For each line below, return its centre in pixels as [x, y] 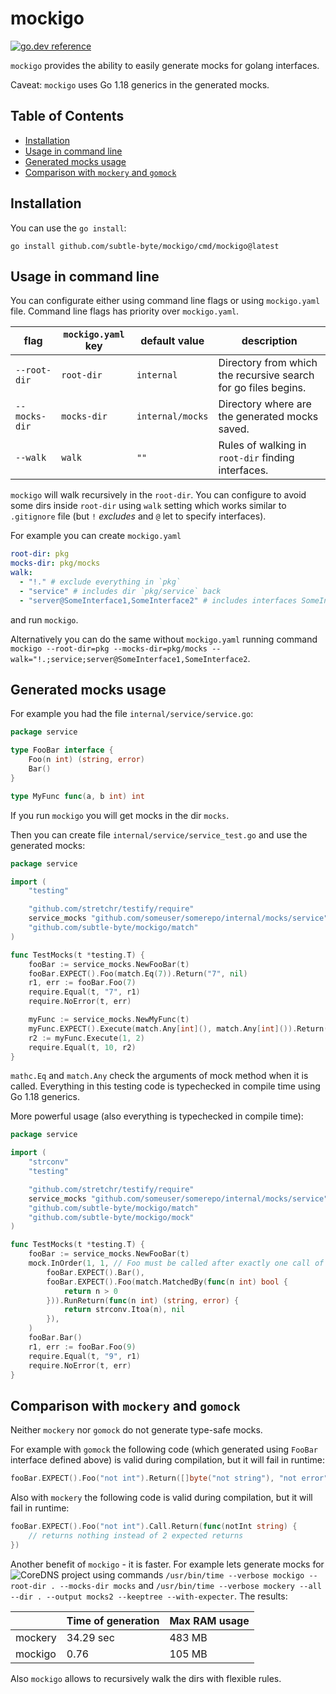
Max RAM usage [209, 1620]
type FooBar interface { [62, 750]
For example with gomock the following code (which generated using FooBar [164, 1449]
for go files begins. [262, 388]
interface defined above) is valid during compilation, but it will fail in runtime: [167, 1460]
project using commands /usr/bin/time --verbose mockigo [183, 1574]
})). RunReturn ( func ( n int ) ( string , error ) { [143, 1300]
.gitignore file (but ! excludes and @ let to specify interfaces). [138, 516]
